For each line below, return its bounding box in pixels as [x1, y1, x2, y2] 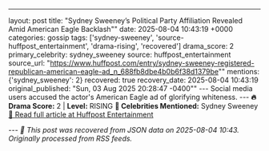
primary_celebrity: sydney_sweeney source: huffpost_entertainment [8, 50, 231, 59]
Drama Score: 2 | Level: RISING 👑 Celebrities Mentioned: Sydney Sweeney [8, 101, 259, 110]
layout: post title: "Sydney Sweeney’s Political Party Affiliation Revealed [8, 16, 243, 25]
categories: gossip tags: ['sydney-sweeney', [8, 33, 155, 42]
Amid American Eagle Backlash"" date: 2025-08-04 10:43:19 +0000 [8, 25, 234, 34]
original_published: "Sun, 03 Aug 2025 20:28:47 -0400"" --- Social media [8, 84, 254, 93]
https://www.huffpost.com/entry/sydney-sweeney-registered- [50, 58, 255, 68]
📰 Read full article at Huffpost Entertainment [8, 109, 154, 119]
